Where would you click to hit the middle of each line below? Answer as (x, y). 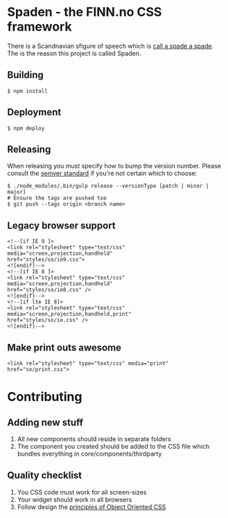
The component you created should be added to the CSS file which (113, 446)
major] (17, 192)
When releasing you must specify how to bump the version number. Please (114, 166)
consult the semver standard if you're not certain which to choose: (102, 173)
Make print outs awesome (64, 347)
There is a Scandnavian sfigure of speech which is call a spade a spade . (110, 46)
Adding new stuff (45, 422)
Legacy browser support (61, 225)
